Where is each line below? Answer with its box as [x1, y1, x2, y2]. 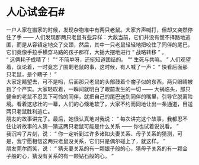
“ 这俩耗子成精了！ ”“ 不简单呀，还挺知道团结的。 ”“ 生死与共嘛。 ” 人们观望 [6, 56, 191, 63]
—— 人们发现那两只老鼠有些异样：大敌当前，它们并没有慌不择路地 [23, 33, 185, 40]
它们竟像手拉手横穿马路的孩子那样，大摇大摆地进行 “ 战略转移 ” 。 [6, 48, 168, 55]
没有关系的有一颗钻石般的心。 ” [37, 152, 114, 159]
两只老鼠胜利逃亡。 [6, 107, 53, 115]
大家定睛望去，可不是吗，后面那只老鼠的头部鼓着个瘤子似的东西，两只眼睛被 [6, 78, 193, 85]
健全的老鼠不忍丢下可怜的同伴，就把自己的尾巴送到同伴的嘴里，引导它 [6, 93, 178, 100]
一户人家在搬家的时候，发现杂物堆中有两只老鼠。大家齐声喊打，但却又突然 [6, 26, 188, 33]
